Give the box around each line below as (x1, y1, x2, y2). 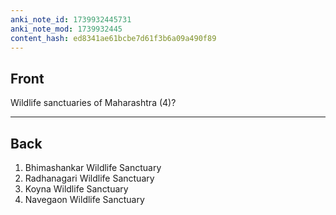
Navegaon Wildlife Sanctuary (24, 194, 145, 205)
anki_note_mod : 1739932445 (10, 24, 123, 34)
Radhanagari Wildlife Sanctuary (24, 172, 155, 184)
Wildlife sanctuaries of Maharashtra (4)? (10, 97, 177, 109)
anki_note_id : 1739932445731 (10, 14, 132, 25)
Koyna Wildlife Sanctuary (24, 183, 129, 195)
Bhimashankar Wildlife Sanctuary (24, 162, 162, 173)
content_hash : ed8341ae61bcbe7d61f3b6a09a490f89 (10, 33, 217, 43)
